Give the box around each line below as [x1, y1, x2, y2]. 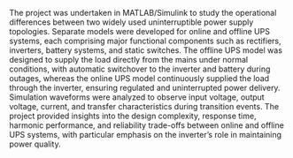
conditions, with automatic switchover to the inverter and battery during [9, 64, 271, 74]
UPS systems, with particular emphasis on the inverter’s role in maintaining [9, 130, 281, 139]
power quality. [9, 139, 61, 149]
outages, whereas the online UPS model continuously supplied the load [9, 73, 270, 83]
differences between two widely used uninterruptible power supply [9, 17, 254, 27]
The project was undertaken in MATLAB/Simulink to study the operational [9, 8, 277, 18]
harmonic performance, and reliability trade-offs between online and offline [9, 120, 285, 131]
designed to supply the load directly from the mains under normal [9, 55, 249, 64]
